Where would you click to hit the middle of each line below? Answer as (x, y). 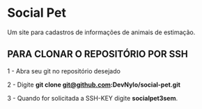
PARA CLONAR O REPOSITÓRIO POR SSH (98, 54)
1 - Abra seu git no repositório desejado (64, 71)
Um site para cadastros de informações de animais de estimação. (101, 32)
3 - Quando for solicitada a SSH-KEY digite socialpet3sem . (93, 98)
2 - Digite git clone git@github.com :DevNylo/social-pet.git (94, 85)
